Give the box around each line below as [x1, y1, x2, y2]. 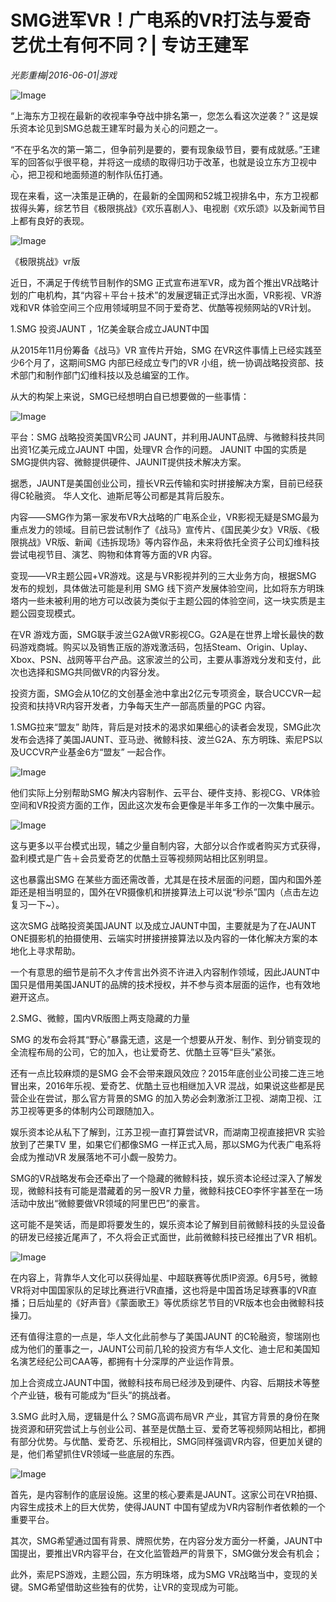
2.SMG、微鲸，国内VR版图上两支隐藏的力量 [10, 1012, 191, 1024]
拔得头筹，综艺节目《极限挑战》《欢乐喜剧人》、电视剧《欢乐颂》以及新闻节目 [10, 202, 326, 214]
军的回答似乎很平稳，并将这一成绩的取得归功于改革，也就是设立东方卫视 [10, 156, 308, 168]
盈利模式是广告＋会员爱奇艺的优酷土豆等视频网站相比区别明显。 [10, 852, 273, 864]
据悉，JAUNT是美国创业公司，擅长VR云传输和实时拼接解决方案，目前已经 [10, 477, 315, 489]
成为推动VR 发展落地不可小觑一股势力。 [18, 1151, 183, 1163]
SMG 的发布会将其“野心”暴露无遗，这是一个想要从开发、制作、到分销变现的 [10, 1033, 322, 1045]
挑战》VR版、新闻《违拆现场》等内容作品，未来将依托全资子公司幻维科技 [18, 536, 320, 548]
